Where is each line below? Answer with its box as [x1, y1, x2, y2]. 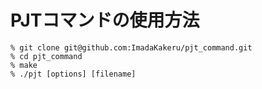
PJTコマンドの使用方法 [10, 9, 200, 32]
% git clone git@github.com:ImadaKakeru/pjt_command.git [10, 42, 253, 53]
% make [10, 60, 38, 70]
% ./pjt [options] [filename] [10, 69, 137, 79]
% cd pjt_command [10, 51, 83, 61]
